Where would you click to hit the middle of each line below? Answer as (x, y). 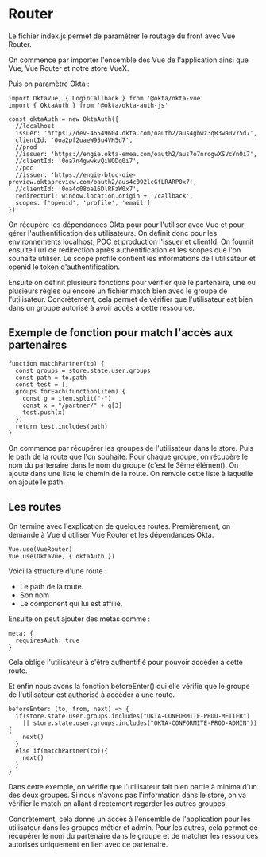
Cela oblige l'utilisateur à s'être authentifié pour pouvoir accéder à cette (126, 662)
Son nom (35, 595)
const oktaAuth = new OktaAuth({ (64, 119)
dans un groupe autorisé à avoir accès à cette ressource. (102, 307)
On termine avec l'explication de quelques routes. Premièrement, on (120, 526)
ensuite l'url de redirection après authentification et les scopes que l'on (125, 250)
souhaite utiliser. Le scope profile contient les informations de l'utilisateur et (132, 258)
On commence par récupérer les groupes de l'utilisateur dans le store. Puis (131, 448)
